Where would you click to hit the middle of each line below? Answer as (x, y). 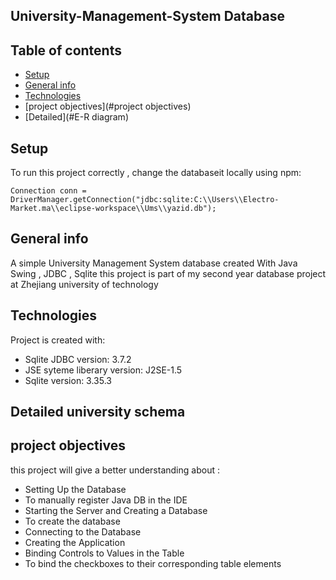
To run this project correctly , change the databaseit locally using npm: (156, 173)
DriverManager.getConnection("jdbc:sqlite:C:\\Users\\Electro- (145, 200)
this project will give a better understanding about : (115, 470)
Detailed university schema (98, 412)
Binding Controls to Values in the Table (104, 553)
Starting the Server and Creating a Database (116, 510)
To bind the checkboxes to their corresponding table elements (153, 563)
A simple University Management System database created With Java (154, 263)
